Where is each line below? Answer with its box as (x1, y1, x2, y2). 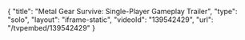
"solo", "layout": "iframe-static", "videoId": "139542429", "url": (7, 15, 214, 24)
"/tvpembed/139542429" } (7, 24, 96, 32)
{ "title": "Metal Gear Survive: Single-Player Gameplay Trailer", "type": (7, 7, 238, 16)
